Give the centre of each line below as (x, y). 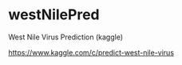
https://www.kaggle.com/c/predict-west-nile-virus (91, 52)
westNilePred (54, 15)
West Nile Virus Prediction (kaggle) (66, 37)
